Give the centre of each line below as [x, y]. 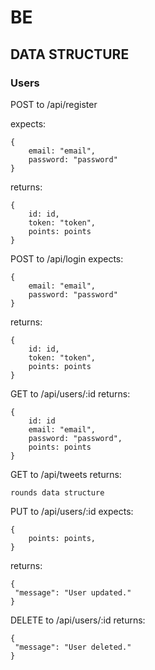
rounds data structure [57, 492]
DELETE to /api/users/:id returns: [78, 620]
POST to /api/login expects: [67, 258]
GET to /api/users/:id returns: [70, 393]
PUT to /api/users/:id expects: [72, 511]
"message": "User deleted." [73, 647]
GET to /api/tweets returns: [66, 474]
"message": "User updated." [73, 592]
